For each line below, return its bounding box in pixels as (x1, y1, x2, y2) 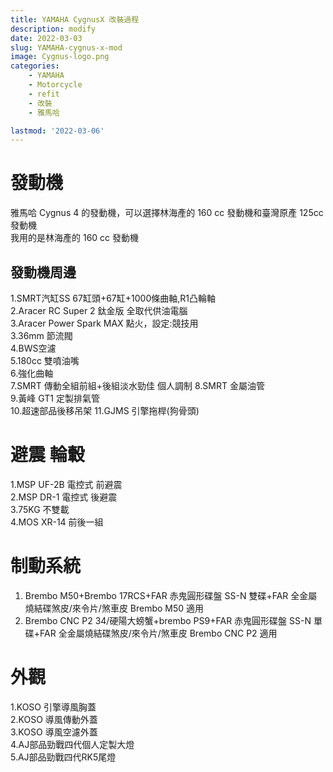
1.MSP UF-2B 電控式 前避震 (10, 478, 123, 490)
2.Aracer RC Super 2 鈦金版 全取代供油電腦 (10, 305, 188, 316)
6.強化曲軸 (10, 367, 54, 379)
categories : (10, 61, 60, 71)
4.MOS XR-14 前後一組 (10, 516, 104, 528)
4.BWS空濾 (10, 342, 57, 354)
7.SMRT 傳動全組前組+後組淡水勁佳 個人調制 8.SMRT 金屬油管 (10, 380, 265, 391)
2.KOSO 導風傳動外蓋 (10, 713, 98, 725)
